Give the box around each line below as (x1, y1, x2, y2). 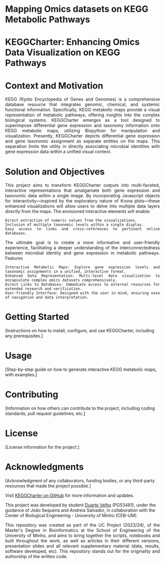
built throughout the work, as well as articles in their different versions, (5, 537, 160, 543)
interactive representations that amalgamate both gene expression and (5, 187, 160, 193)
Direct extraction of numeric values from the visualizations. (5, 218, 137, 223)
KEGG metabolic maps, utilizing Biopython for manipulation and (5, 128, 160, 134)
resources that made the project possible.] (5, 483, 91, 489)
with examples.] (5, 372, 37, 378)
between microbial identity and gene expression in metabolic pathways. (5, 250, 160, 256)
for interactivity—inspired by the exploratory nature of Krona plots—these (5, 198, 160, 204)
